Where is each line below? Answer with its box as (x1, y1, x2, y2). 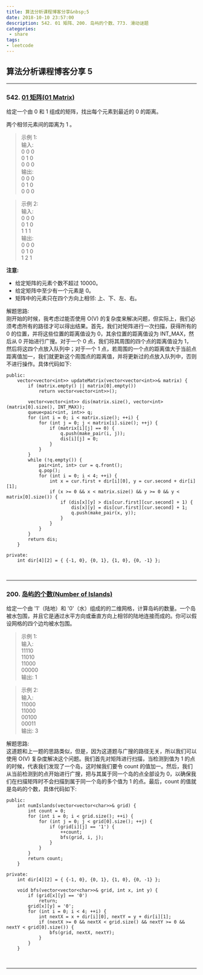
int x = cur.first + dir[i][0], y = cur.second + (49, 478, 177, 484)
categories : (6, 25, 36, 32)
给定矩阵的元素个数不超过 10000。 (14, 279, 101, 287)
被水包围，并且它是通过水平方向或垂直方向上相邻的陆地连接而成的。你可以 (6, 612, 192, 620)
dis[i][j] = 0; (60, 436, 98, 442)
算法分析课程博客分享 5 (6, 66, 93, 77)
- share (8, 31, 28, 37)
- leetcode (6, 43, 34, 49)
